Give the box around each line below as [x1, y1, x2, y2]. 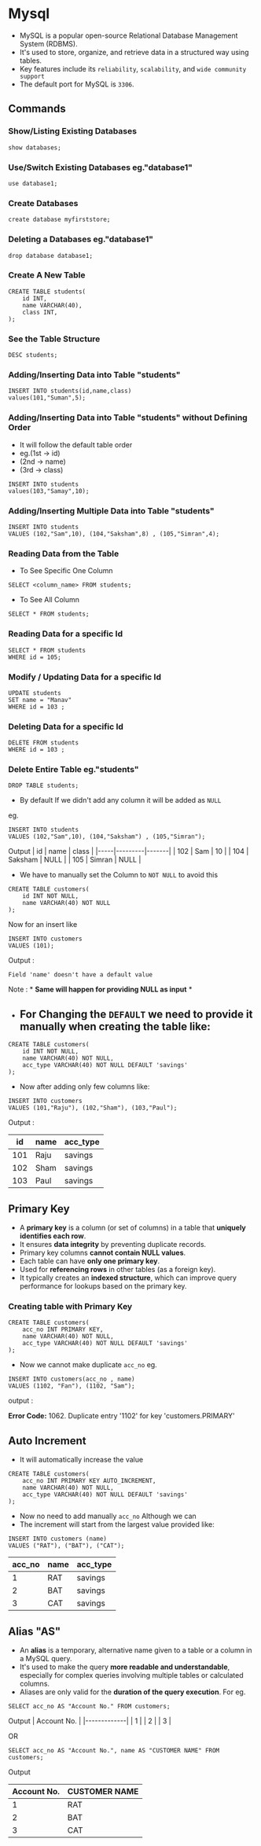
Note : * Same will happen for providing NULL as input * [8, 984, 193, 995]
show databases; [8, 143, 61, 152]
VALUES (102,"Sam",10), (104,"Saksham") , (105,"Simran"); [8, 833, 206, 841]
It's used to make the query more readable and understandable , [19, 1662, 230, 1671]
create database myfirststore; [8, 215, 111, 224]
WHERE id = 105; [8, 653, 61, 661]
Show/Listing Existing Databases [8, 126, 138, 137]
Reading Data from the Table [8, 548, 119, 559]
